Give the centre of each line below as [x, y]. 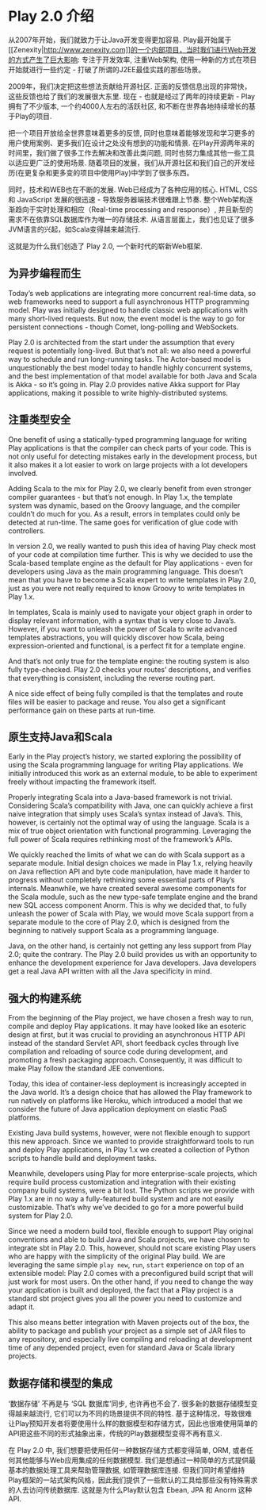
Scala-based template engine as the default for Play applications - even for [131, 563]
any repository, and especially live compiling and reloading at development [130, 1339]
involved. [23, 473]
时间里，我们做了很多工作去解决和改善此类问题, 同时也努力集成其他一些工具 [131, 152]
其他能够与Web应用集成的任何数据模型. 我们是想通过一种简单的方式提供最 [135, 1460]
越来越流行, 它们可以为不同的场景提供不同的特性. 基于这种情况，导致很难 [133, 1414]
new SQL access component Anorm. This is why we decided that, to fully [127, 905]
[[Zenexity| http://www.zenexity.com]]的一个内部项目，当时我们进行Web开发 [132, 49]
